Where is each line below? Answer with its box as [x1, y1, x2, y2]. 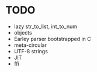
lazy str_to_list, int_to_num [13, 23, 77, 30]
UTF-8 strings [13, 47, 48, 54]
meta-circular [13, 42, 47, 49]
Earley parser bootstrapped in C [13, 35, 91, 42]
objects [13, 29, 33, 36]
